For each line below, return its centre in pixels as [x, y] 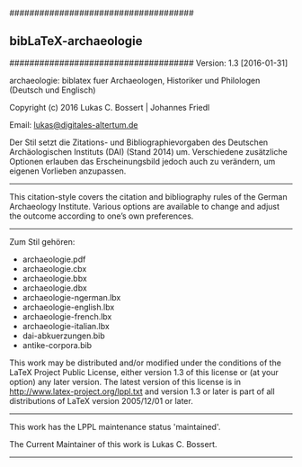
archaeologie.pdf [54, 259]
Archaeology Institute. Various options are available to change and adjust [145, 206]
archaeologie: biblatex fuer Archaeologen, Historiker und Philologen [135, 80]
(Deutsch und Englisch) [53, 90]
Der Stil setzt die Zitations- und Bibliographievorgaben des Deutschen [139, 142]
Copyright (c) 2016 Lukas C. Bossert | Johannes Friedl [110, 107]
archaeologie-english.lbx [68, 307]
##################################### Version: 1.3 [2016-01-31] [149, 63]
